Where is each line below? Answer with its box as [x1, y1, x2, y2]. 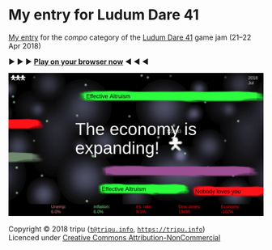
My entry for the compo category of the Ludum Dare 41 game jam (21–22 [8, 32, 252, 42]
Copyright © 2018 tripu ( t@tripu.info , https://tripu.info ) [8, 224, 206, 234]
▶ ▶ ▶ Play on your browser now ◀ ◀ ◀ [8, 57, 149, 66]
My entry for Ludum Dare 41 [8, 6, 200, 24]
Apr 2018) [8, 40, 42, 50]
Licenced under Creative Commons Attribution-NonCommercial [8, 232, 221, 242]
